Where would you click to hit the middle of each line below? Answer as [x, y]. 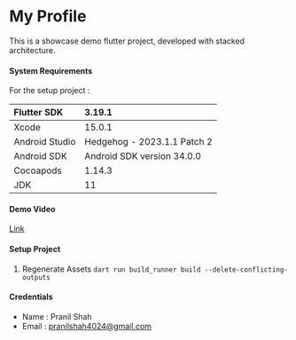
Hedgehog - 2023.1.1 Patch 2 [148, 142]
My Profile [48, 16]
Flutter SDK [39, 113]
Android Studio [45, 142]
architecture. [32, 50]
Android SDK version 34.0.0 [143, 156]
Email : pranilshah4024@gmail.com [87, 326]
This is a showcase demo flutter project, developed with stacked [127, 41]
